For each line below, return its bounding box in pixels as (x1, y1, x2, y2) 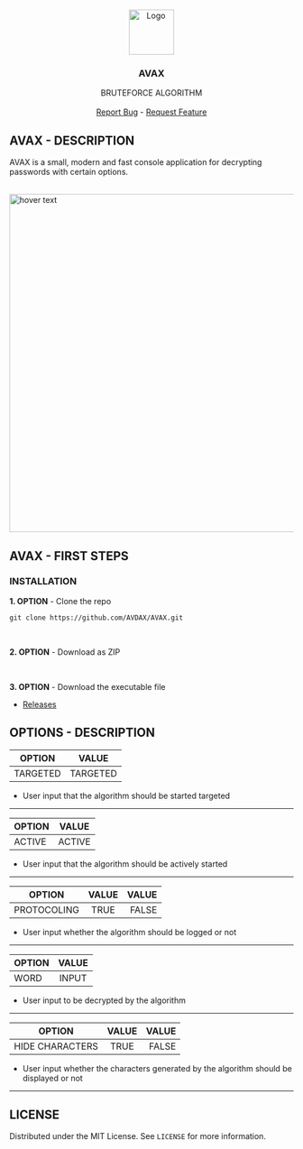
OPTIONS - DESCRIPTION (9, 725, 156, 740)
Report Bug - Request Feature (96, 106, 207, 117)
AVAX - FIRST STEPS (9, 548, 129, 564)
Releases (22, 699, 57, 710)
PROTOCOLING (14, 903, 79, 915)
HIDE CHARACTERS (14, 1040, 99, 1052)
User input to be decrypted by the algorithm (22, 995, 187, 1006)
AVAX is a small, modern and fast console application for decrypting (9, 157, 262, 168)
